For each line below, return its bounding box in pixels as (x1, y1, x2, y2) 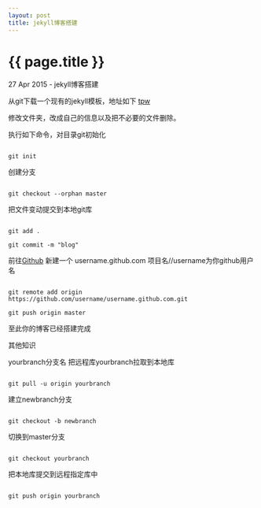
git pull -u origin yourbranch (8, 380, 111, 388)
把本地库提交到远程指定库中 (8, 469, 98, 479)
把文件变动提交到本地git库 (8, 205, 93, 214)
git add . (8, 228, 41, 235)
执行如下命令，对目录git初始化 (8, 130, 106, 139)
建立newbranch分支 (8, 395, 72, 404)
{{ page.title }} (8, 53, 105, 71)
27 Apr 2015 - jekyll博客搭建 (8, 80, 99, 89)
